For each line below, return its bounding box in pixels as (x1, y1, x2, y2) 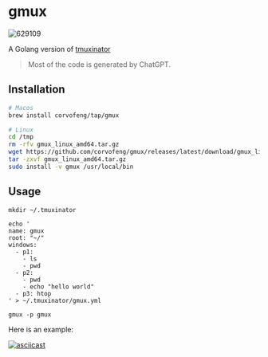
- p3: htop (15, 289, 52, 297)
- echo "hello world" (22, 282, 94, 291)
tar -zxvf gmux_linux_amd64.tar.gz (8, 155, 127, 163)
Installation (8, 83, 65, 96)
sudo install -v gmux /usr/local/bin (8, 163, 134, 171)
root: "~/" (8, 233, 45, 241)
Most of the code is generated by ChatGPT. (27, 59, 171, 69)
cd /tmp (8, 133, 34, 141)
